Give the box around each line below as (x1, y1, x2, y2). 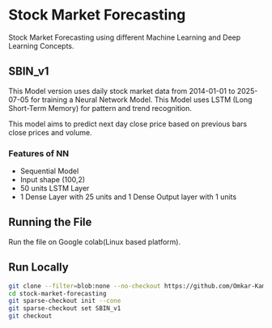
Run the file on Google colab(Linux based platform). (8, 236, 181, 246)
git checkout (8, 312, 53, 321)
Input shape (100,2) (19, 175, 86, 185)
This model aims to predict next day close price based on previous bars (8, 119, 248, 129)
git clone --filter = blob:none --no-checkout (8, 282, 161, 290)
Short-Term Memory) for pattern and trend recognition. (8, 103, 193, 113)
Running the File (8, 215, 92, 229)
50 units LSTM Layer (19, 184, 90, 194)
